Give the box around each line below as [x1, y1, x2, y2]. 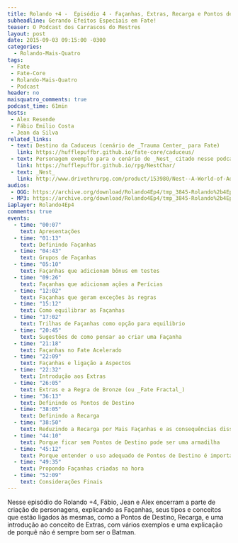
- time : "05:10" [13, 261, 62, 268]
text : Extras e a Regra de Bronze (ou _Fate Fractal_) [20, 386, 186, 393]
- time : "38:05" [13, 405, 62, 413]
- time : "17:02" [13, 313, 62, 321]
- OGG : [10, 189, 30, 196]
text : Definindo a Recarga [20, 413, 100, 420]
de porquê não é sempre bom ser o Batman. [7, 527, 137, 536]
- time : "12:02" [13, 287, 62, 294]
